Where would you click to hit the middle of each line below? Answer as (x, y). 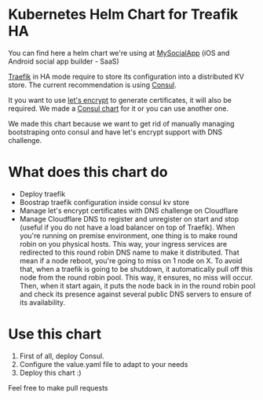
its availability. (42, 302)
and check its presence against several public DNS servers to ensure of (135, 294)
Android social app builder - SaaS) (64, 61)
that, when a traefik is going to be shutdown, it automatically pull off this (136, 269)
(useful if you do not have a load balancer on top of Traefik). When (127, 227)
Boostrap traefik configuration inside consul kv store (104, 202)
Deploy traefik (42, 193)
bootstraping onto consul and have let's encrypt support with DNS (115, 132)
